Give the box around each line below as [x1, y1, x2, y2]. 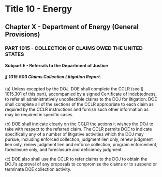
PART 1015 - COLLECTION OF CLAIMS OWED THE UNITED [5, 44, 143, 51]
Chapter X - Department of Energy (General [5, 23, 139, 31]
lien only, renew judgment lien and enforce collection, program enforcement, [5, 142, 158, 147]
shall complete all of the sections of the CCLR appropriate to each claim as [5, 102, 154, 107]
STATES [5, 51, 24, 58]
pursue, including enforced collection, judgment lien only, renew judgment [5, 136, 153, 142]
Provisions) [5, 30, 40, 38]
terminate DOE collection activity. [5, 166, 72, 172]
